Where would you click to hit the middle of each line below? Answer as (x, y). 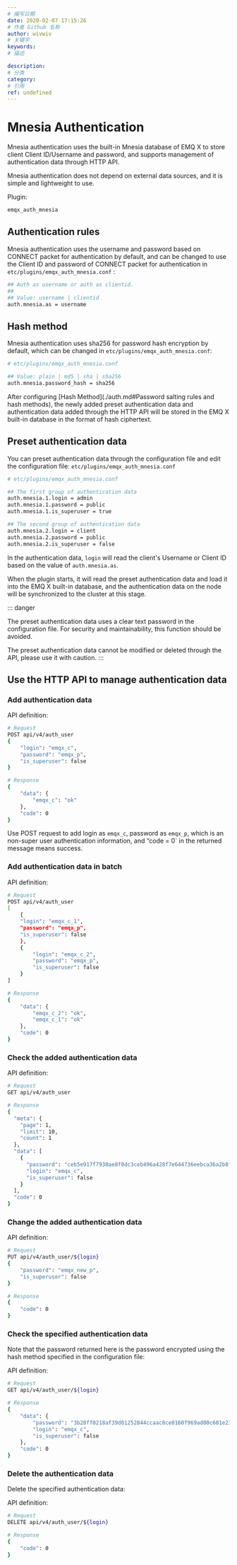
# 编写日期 (21, 14)
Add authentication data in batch (65, 867)
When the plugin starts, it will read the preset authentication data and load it (117, 579)
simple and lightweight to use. (51, 183)
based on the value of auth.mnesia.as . (63, 565)
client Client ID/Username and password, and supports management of (111, 155)
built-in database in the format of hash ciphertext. (80, 419)
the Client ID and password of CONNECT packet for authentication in (108, 264)
